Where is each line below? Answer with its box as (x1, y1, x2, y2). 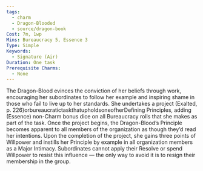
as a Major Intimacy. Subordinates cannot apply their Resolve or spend (6, 145, 183, 152)
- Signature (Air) (12, 54, 59, 60)
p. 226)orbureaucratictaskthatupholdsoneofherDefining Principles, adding (6, 106, 192, 114)
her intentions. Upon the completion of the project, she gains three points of (6, 132, 196, 140)
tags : (6, 8, 20, 15)
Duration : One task (6, 59, 56, 65)
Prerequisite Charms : (6, 65, 61, 71)
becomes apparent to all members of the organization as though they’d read (6, 126, 196, 133)
